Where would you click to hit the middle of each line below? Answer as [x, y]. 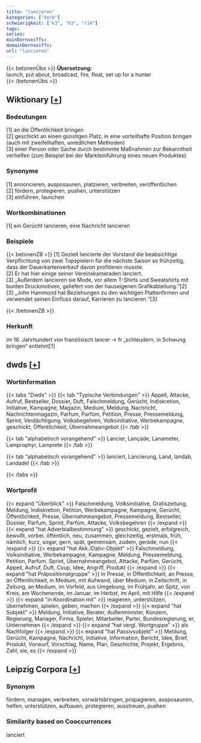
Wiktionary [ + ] [34, 100]
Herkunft [19, 327]
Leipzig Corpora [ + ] [43, 669]
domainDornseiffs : [29, 46]
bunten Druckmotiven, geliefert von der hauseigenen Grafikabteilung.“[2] [97, 286]
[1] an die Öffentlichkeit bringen [45, 130]
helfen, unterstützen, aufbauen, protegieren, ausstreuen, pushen [86, 706]
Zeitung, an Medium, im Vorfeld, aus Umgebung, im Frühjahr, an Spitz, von [98, 587]
